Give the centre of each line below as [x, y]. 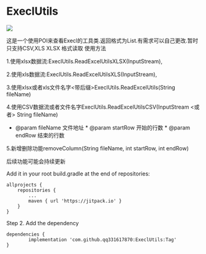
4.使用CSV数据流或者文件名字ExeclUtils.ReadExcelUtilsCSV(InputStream [98, 107]
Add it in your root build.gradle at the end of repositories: [78, 174]
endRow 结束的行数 [40, 135]
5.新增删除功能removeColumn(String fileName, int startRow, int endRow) [97, 148]
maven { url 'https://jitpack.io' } [75, 201]
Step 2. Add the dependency [43, 223]
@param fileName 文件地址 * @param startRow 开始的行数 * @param [103, 128]
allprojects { [25, 185]
